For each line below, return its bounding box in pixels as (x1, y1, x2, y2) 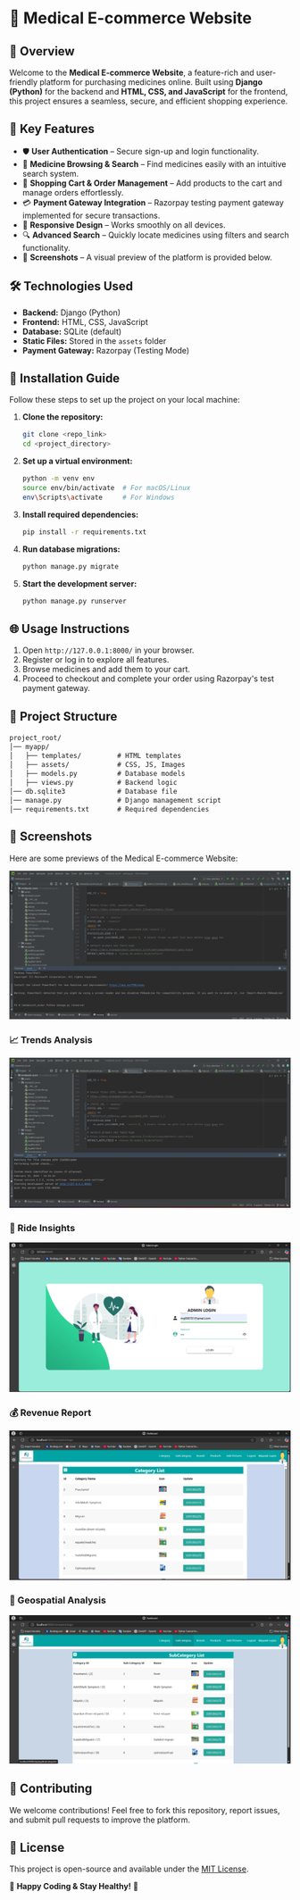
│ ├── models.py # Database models (9, 770, 186, 779)
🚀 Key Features (9, 121, 96, 137)
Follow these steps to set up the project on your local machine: (9, 395, 240, 405)
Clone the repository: (21, 412, 104, 422)
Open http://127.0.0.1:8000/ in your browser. (21, 645, 195, 655)
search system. (21, 168, 79, 179)
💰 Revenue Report (9, 1406, 92, 1419)
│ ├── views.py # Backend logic (9, 779, 178, 787)
